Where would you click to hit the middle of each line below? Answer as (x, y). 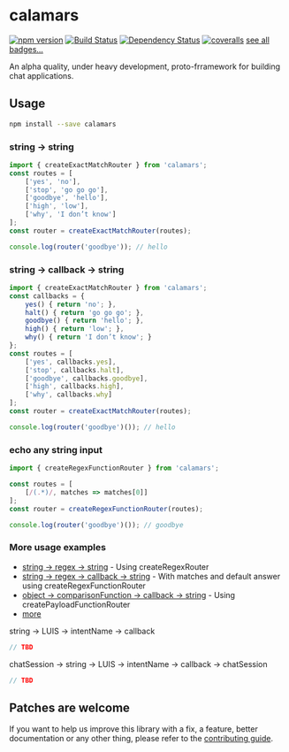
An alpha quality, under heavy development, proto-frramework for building (145, 66)
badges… (27, 49)
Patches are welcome (70, 707)
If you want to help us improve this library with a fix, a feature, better (133, 729)
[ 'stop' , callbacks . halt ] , (75, 370)
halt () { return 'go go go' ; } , (84, 312)
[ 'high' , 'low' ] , (57, 206)
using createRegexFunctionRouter (84, 586)
